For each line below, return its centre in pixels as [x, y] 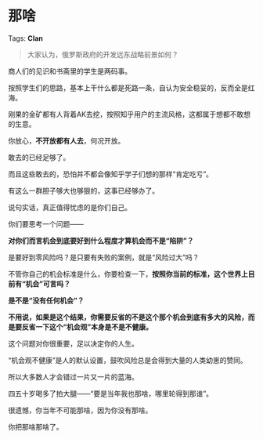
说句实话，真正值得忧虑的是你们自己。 [70, 207]
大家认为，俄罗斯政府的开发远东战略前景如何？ [103, 54]
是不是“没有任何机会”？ [46, 300]
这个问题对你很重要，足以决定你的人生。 [73, 343]
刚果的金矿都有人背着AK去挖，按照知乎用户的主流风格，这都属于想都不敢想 [130, 114]
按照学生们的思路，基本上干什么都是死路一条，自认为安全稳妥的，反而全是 [128, 88]
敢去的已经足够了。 [39, 157]
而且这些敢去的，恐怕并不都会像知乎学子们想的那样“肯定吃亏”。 [111, 174]
